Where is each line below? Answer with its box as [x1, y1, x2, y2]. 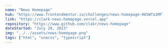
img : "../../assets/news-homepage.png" [5, 30, 88, 35]
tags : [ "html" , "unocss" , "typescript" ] [5, 35, 91, 40]
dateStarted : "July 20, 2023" [5, 26, 68, 31]
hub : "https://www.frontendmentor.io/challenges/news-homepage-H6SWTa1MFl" [5, 12, 166, 17]
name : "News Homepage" [5, 7, 52, 12]
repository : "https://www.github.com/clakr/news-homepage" [5, 21, 131, 26]
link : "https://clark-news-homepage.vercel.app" [5, 16, 108, 21]
